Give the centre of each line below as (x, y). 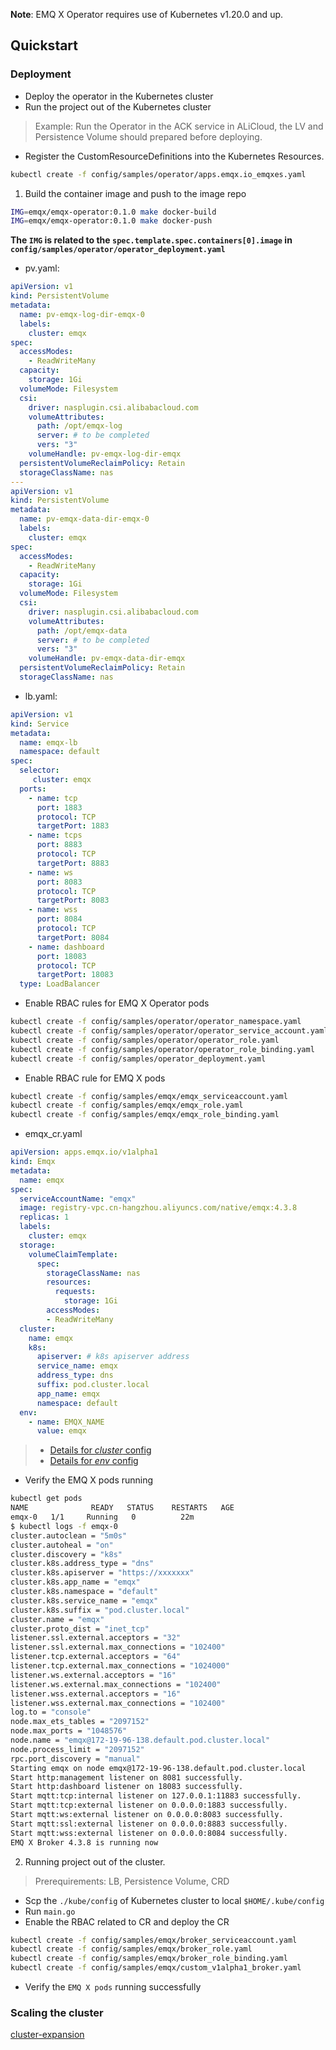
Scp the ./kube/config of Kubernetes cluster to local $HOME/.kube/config (174, 1900)
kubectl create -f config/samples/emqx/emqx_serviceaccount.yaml (149, 1096)
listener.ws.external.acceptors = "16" (93, 1675)
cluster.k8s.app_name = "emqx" (75, 1582)
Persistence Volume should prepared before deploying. (148, 136)
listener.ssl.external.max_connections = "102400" (118, 1647)
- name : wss (53, 910)
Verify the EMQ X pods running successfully (113, 1987)
